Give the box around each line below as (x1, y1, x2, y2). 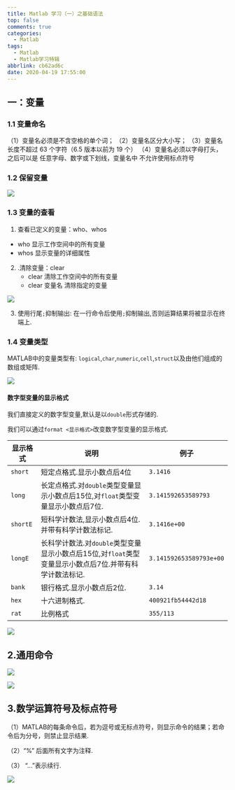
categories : (7, 29, 42, 37)
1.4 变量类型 (7, 337, 48, 346)
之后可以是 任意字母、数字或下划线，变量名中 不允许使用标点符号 (7, 154, 194, 162)
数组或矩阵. (7, 363, 41, 372)
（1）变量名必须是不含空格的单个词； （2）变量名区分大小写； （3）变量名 (7, 136, 223, 145)
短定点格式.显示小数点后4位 (41, 467, 131, 477)
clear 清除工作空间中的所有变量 (27, 272, 118, 281)
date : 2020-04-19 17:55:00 (7, 69, 86, 76)
